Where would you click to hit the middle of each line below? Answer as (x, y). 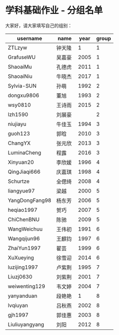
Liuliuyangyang (26, 324)
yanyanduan (23, 296)
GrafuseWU (22, 57)
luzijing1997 (23, 267)
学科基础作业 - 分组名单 (54, 10)
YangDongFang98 (30, 200)
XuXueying (21, 258)
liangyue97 (21, 190)
